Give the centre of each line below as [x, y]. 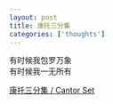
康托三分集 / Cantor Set [52, 91]
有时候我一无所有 [40, 71]
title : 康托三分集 [40, 26]
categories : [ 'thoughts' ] [57, 34]
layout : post [33, 17]
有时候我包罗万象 [40, 60]
